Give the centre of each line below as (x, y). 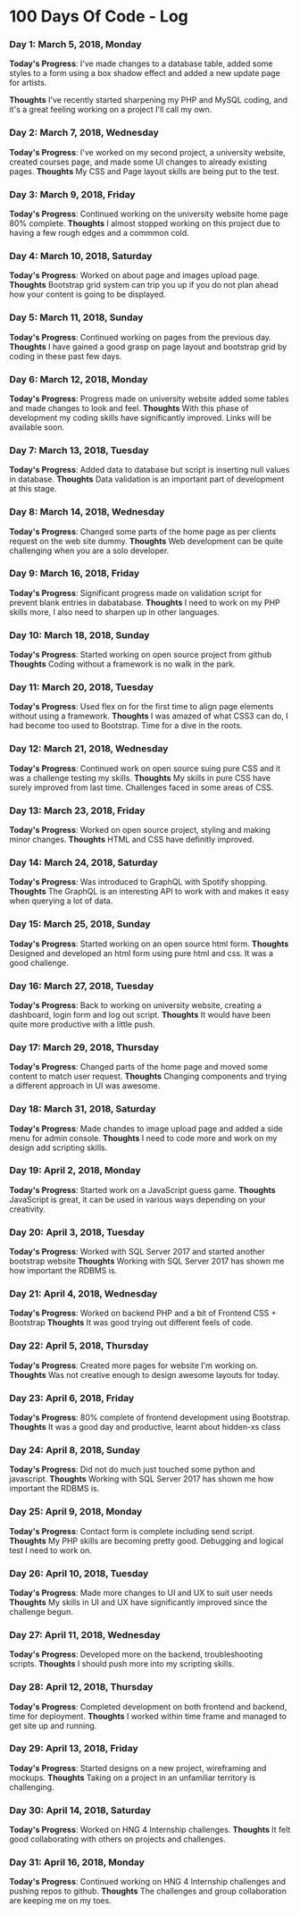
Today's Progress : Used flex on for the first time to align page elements (142, 707)
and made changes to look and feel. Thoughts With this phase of (129, 407)
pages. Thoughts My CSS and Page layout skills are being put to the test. (144, 171)
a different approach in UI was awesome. (85, 1086)
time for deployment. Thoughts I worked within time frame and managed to (148, 1716)
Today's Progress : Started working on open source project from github (141, 655)
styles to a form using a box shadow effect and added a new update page (145, 73)
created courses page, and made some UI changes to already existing (138, 162)
